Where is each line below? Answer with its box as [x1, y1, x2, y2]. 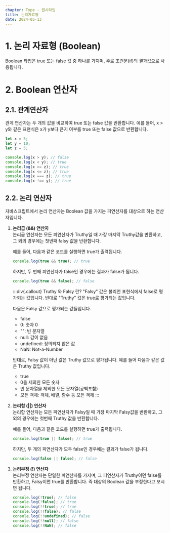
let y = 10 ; [5, 141, 30, 146]
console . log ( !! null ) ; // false [12, 518, 79, 523]
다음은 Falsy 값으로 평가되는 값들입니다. [12, 305, 92, 311]
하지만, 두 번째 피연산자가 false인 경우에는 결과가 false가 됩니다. [12, 268, 140, 274]
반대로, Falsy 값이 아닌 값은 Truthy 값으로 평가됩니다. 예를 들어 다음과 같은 [12, 356, 159, 362]
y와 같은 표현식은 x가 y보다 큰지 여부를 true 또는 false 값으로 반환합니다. [5, 126, 148, 132]
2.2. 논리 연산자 [5, 193, 52, 202]
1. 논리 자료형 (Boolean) [5, 40, 101, 52]
